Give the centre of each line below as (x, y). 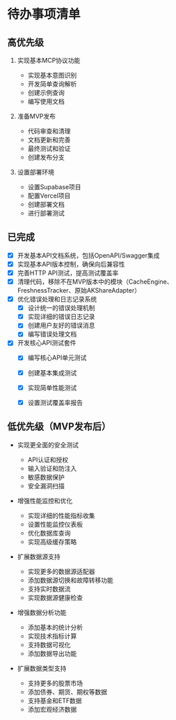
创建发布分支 (46, 157)
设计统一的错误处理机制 (61, 308)
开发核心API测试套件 (47, 343)
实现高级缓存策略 (52, 541)
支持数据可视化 (49, 645)
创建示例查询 (46, 93)
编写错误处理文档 (52, 334)
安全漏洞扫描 (46, 485)
